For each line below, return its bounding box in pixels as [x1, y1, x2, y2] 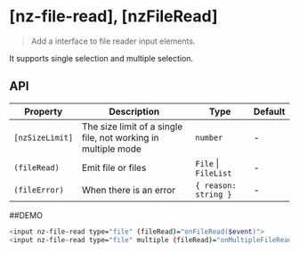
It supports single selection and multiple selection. [9, 53, 194, 63]
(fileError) [13, 184, 65, 195]
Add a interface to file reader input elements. [30, 36, 196, 46]
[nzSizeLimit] [13, 132, 74, 143]
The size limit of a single [81, 120, 183, 133]
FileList [195, 167, 232, 178]
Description [109, 105, 160, 118]
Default [253, 105, 286, 118]
